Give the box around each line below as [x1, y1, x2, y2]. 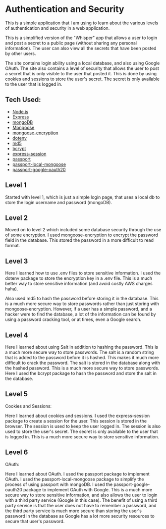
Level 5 [5, 390, 28, 398]
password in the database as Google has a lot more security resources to [5, 513, 155, 519]
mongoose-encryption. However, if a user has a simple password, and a [5, 306, 152, 312]
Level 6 [5, 448, 28, 457]
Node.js [12, 108, 29, 114]
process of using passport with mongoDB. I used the [5, 481, 113, 487]
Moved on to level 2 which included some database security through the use [5, 227, 162, 233]
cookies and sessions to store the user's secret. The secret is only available [5, 76, 160, 82]
